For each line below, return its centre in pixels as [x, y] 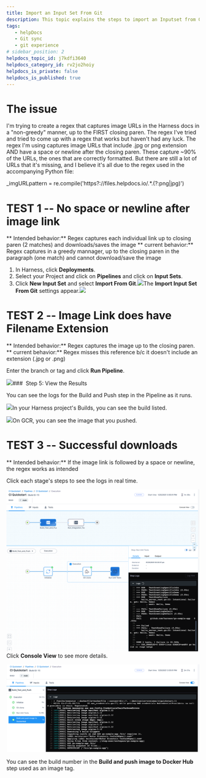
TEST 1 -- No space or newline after [98, 208]
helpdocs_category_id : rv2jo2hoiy [51, 64]
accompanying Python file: [40, 171]
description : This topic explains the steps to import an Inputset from [101, 19]
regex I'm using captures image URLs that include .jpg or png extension [97, 146]
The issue [32, 109]
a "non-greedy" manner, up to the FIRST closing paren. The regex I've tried [101, 133]
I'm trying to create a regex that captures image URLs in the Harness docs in [103, 126]
